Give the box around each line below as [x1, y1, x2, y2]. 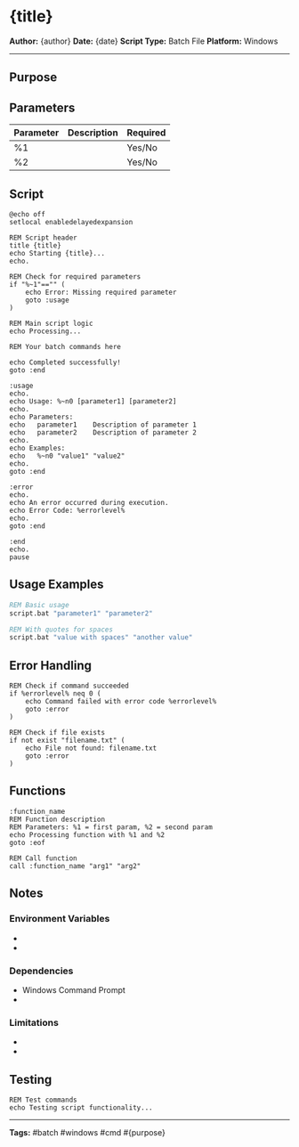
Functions [9, 784, 67, 799]
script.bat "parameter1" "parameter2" [9, 608, 153, 618]
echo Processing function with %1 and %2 [9, 830, 166, 839]
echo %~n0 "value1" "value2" [9, 451, 125, 460]
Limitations [9, 1016, 60, 1029]
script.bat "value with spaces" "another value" [9, 633, 193, 642]
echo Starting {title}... [9, 248, 105, 257]
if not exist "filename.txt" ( [9, 736, 125, 745]
